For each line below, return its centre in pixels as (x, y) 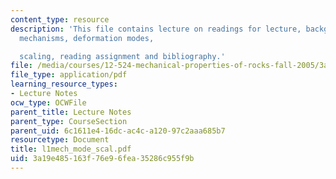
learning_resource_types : (64, 84)
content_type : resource (60, 19)
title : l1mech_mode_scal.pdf (71, 149)
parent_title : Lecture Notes (71, 112)
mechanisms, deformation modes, (87, 38)
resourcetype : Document (60, 140)
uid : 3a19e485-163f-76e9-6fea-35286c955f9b (102, 159)
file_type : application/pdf (69, 75)
